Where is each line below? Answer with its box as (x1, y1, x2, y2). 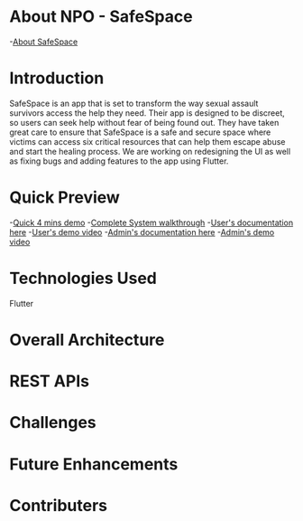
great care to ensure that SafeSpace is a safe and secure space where (9, 127, 271, 137)
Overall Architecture (9, 329, 165, 350)
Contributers (9, 495, 108, 516)
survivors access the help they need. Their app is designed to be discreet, (9, 107, 286, 118)
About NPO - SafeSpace (9, 6, 193, 27)
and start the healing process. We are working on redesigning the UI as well (9, 146, 291, 156)
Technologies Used (9, 269, 158, 289)
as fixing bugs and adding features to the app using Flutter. (9, 156, 229, 166)
